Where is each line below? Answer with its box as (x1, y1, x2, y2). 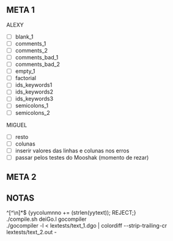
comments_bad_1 (15, 54, 59, 61)
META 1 (6, 5, 35, 15)
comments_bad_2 (15, 61, 60, 68)
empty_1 (15, 67, 35, 75)
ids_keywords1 (15, 81, 53, 89)
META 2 (6, 172, 37, 182)
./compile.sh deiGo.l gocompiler (6, 215, 87, 223)
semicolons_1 (15, 102, 49, 109)
